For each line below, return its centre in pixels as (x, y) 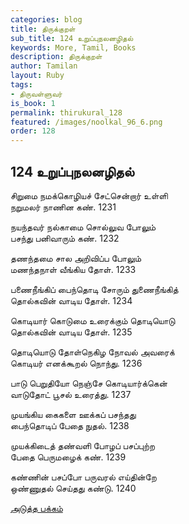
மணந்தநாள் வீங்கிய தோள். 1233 (73, 269)
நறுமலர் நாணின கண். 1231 (63, 207)
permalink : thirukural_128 (66, 112)
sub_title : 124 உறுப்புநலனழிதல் (72, 38)
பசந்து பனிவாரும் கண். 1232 (65, 238)
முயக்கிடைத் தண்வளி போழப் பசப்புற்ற (82, 445)
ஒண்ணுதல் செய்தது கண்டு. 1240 (73, 488)
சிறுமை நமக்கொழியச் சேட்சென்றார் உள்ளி (89, 195)
